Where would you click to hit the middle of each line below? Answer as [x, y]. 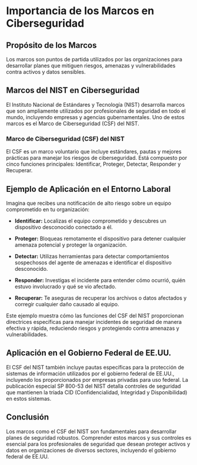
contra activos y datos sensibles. [46, 72]
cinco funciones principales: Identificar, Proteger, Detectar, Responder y [94, 164]
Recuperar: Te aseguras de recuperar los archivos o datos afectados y [101, 298]
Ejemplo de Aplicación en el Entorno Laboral [89, 189]
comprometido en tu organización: [48, 209]
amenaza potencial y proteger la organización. [71, 245]
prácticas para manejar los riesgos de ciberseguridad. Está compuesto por [97, 158]
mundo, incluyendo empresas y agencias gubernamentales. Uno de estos [95, 117]
